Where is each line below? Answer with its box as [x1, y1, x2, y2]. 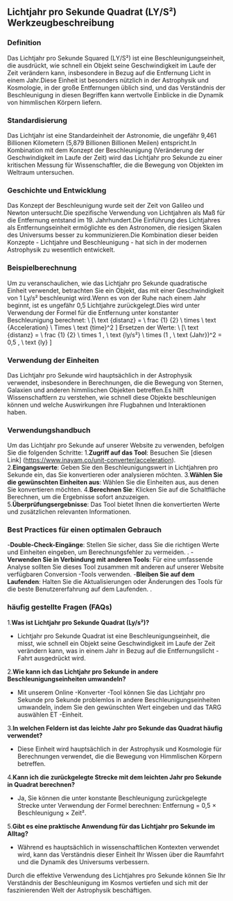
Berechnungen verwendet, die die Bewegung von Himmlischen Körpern [17, 752, 223, 761]
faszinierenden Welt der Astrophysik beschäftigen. [7, 886, 152, 894]
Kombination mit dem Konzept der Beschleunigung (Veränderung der [7, 146, 205, 154]
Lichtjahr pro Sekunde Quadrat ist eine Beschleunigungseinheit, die [17, 631, 210, 640]
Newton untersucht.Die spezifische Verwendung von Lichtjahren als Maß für [7, 209, 225, 217]
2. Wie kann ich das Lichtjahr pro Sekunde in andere [7, 667, 159, 676]
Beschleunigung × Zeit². [17, 809, 87, 817]
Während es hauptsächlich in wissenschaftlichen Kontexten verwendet [17, 843, 220, 851]
